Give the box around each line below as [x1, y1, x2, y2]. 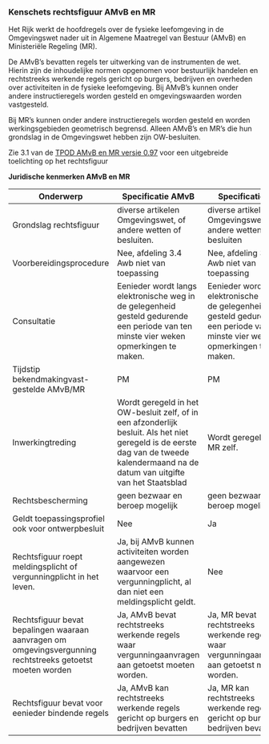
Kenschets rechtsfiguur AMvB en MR [8, 6, 156, 18]
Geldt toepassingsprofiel [12, 513, 106, 524]
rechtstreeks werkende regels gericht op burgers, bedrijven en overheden [8, 75, 253, 84]
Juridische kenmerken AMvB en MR [8, 172, 130, 182]
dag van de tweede [117, 447, 190, 459]
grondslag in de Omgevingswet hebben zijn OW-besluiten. [8, 132, 202, 142]
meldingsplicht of [12, 561, 78, 572]
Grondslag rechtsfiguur [12, 220, 100, 231]
